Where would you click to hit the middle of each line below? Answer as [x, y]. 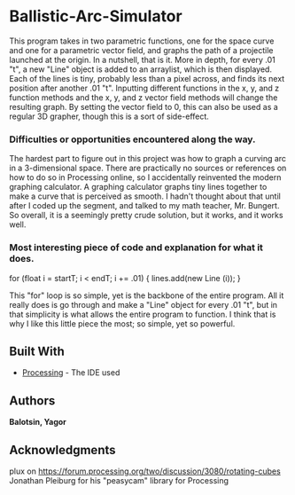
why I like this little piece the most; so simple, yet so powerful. [122, 323]
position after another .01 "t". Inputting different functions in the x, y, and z [144, 88]
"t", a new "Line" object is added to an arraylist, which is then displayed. [141, 69]
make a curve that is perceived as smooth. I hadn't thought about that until [145, 196]
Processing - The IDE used [71, 373]
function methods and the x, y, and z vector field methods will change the [144, 97]
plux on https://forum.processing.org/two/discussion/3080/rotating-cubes [145, 471]
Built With [37, 351]
